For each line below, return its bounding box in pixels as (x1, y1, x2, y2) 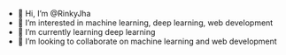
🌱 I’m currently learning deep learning (17, 27, 156, 37)
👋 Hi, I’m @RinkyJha (17, 9, 91, 18)
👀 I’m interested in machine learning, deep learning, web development (17, 17, 274, 28)
